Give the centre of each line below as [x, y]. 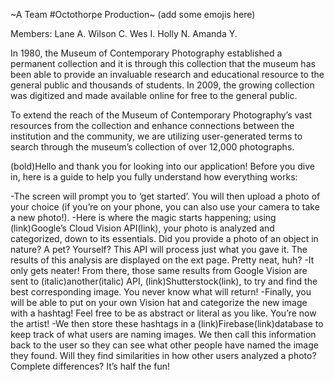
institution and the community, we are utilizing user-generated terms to [156, 136]
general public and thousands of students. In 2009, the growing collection [162, 85]
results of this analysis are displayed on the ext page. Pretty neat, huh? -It [162, 260]
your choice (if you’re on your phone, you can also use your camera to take [165, 207]
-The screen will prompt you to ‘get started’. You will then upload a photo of [165, 196]
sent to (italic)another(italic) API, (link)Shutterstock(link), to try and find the [164, 281]
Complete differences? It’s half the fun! [90, 366]
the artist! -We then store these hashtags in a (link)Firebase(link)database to [167, 323]
